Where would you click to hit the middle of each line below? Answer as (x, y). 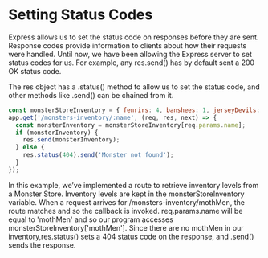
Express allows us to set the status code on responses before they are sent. (134, 37)
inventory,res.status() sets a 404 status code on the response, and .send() (131, 236)
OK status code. (35, 71)
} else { (30, 147)
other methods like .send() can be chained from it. (91, 95)
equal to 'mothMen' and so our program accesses (91, 219)
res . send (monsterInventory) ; (71, 140)
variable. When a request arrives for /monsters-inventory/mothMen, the (126, 202)
